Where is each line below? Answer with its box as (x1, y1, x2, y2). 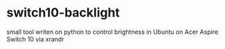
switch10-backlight (6, 5, 120, 21)
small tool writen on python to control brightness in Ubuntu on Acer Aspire (6, 28, 219, 36)
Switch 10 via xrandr (6, 35, 64, 43)
